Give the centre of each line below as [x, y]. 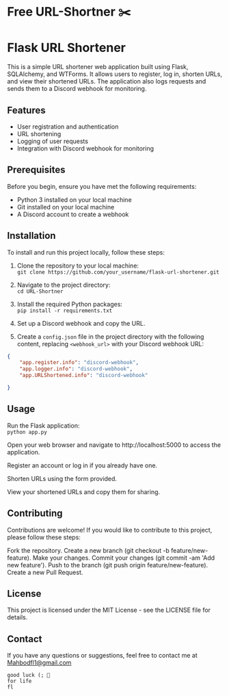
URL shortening [39, 133]
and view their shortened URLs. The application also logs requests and [107, 81]
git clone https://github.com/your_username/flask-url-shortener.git [118, 272]
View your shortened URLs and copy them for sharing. [84, 491]
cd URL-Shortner [40, 291]
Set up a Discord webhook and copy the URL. [81, 323]
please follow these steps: [44, 537]
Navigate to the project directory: [64, 285]
